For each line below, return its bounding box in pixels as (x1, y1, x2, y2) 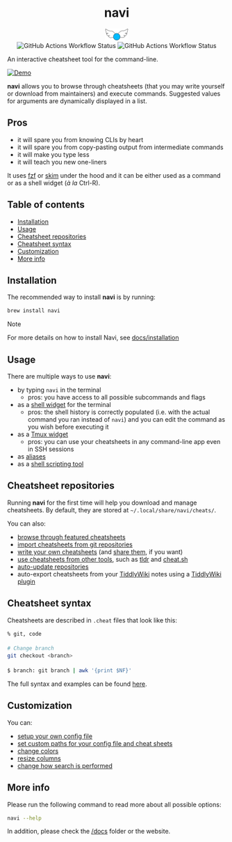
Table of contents (7, 199, 85, 210)
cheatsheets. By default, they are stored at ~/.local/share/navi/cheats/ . (7, 505, 217, 514)
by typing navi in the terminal (17, 385, 101, 395)
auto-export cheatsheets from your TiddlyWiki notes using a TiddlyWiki (17, 569, 222, 578)
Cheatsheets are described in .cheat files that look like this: (7, 615, 177, 625)
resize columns (17, 754, 61, 763)
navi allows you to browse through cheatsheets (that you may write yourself (7, 82, 225, 90)
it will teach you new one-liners (17, 158, 108, 166)
